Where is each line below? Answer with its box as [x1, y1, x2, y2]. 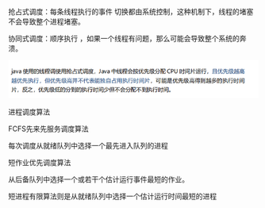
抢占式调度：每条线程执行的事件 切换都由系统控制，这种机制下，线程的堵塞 [8, 7, 254, 16]
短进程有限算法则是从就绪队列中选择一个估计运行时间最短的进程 [8, 191, 217, 201]
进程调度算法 [8, 107, 50, 117]
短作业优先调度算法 [8, 158, 71, 168]
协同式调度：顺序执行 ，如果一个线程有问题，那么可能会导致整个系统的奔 [8, 34, 247, 43]
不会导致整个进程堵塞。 [8, 17, 85, 26]
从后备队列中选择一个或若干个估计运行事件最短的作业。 [8, 175, 189, 184]
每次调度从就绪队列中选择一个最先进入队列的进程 [8, 141, 168, 151]
